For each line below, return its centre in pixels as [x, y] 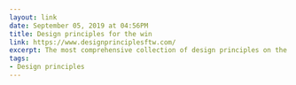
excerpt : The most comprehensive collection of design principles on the [148, 50]
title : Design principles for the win [81, 34]
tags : [19, 58]
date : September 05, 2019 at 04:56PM [79, 26]
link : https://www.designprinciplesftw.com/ [93, 42]
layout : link [33, 17]
